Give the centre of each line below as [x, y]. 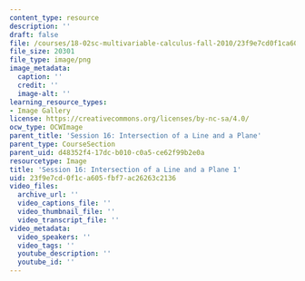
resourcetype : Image [49, 161]
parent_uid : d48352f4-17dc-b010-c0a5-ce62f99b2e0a [107, 152]
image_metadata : [40, 69]
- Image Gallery [40, 111]
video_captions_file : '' [64, 203]
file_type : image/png [50, 60]
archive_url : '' [48, 195]
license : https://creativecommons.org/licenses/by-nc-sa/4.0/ [129, 119]
